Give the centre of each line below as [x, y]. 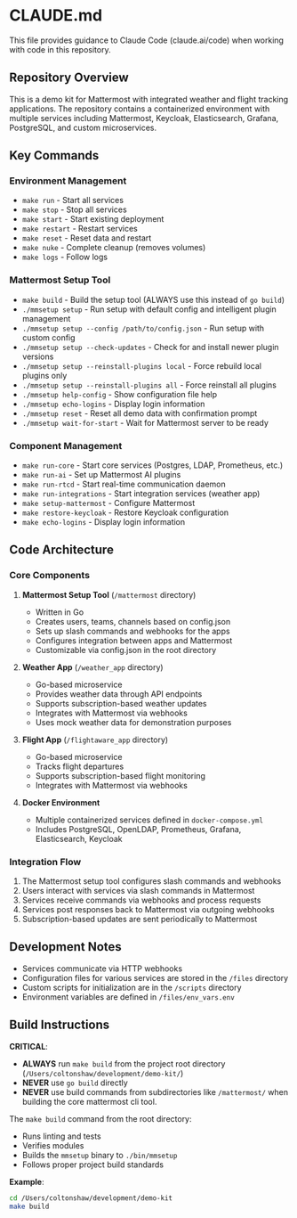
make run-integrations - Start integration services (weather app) [141, 494]
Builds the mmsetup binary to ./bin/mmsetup [100, 1155]
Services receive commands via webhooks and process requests [141, 900]
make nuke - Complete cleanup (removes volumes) [114, 248]
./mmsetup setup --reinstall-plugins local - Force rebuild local [142, 365]
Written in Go [60, 612]
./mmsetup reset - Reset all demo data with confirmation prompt [140, 413]
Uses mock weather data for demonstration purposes [133, 722]
